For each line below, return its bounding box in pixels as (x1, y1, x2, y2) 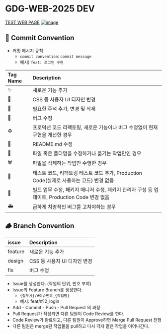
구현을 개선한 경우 (32, 131, 72, 138)
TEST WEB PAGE (5, 19, 40, 25)
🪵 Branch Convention (5, 222, 75, 230)
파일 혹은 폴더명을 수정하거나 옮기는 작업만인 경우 (32, 150, 142, 157)
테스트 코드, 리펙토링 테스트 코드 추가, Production (32, 169, 143, 176)
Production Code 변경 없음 (49, 194, 110, 200)
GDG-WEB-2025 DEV (5, 3, 95, 14)
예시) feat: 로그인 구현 (19, 59, 64, 65)
